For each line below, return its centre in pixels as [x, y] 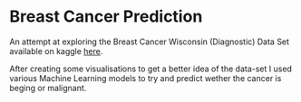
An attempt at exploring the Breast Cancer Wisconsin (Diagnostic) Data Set [150, 42]
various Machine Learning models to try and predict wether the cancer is [146, 78]
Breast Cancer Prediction [106, 17]
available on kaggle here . [56, 51]
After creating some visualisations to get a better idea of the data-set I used [151, 69]
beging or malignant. [48, 88]
